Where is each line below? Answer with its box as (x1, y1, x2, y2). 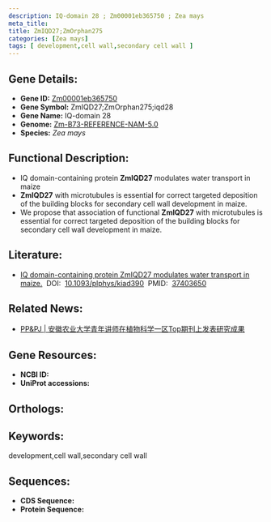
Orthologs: (8, 402, 65, 416)
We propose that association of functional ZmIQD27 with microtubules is (19, 208, 263, 217)
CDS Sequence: (19, 496, 75, 506)
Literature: (8, 248, 63, 262)
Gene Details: (8, 72, 78, 86)
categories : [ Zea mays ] (8, 34, 89, 43)
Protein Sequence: (19, 504, 85, 515)
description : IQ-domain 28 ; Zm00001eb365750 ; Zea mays (8, 11, 205, 20)
